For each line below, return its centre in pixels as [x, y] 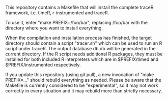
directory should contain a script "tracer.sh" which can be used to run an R [84, 43]
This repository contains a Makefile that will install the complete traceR [79, 7]
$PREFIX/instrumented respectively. [43, 65]
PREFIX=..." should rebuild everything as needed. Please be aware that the [83, 80]
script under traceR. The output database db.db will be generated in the [81, 48]
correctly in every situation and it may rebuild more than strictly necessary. [84, 91]
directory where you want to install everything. [54, 28]
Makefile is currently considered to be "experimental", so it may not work [82, 85]
